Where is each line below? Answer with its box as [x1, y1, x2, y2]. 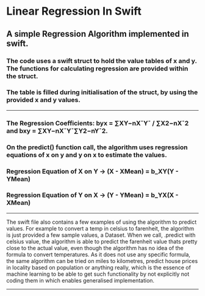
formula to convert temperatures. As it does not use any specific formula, [6, 251, 191, 258]
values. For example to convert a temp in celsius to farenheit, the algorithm [6, 224, 195, 232]
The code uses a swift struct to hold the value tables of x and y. [6, 56, 197, 65]
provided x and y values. [6, 96, 81, 105]
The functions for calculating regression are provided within [6, 64, 189, 73]
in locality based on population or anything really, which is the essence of [6, 264, 191, 271]
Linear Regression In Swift [6, 4, 142, 18]
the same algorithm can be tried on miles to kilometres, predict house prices [6, 257, 198, 264]
